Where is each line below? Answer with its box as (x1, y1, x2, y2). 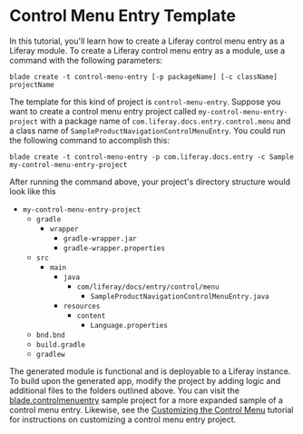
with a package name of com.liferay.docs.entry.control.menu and (40, 115, 291, 126)
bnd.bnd (35, 330, 65, 340)
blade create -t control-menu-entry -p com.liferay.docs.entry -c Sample (9, 152, 295, 162)
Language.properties (90, 321, 168, 330)
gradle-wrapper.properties (63, 243, 166, 252)
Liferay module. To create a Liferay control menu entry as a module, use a (9, 44, 286, 55)
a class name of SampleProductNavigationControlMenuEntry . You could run (9, 124, 286, 136)
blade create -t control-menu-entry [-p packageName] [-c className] (9, 72, 279, 82)
